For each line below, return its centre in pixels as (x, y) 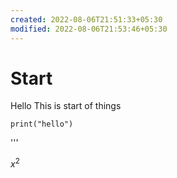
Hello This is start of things (66, 106)
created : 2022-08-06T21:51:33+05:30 (86, 19)
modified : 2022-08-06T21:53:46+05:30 (89, 29)
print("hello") (42, 124)
